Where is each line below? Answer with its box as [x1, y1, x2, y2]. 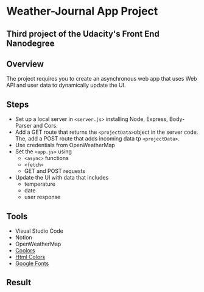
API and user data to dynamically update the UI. [6, 81, 126, 89]
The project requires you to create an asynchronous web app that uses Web [6, 75, 197, 82]
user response [24, 194, 61, 201]
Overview [6, 59, 44, 69]
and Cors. [33, 122, 58, 130]
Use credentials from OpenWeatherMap [15, 142, 116, 149]
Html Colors [15, 254, 46, 261]
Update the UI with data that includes [15, 174, 109, 181]
